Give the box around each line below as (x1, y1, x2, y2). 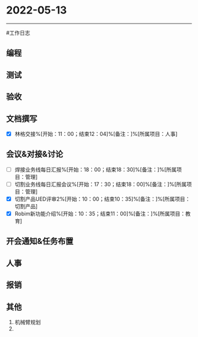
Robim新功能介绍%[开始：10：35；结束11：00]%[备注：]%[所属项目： (14, 210, 186, 217)
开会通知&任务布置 (6, 236, 74, 246)
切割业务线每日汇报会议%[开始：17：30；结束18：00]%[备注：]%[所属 (14, 181, 187, 188)
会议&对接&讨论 (6, 149, 64, 159)
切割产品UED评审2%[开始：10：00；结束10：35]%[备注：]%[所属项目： (14, 195, 190, 202)
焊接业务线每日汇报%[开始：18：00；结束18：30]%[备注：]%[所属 (14, 166, 177, 173)
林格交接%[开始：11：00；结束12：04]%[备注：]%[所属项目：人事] (14, 130, 178, 137)
